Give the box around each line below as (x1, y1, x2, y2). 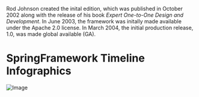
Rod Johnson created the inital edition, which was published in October (6, 5, 183, 12)
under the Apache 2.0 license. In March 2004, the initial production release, (6, 24, 194, 31)
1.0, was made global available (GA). (6, 31, 96, 38)
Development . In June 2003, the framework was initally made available (6, 18, 182, 25)
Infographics (6, 64, 72, 78)
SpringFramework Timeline (6, 51, 145, 65)
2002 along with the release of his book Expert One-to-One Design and (6, 11, 184, 19)
